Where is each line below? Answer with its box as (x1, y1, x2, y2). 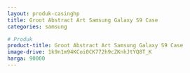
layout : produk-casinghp (7, 10, 80, 17)
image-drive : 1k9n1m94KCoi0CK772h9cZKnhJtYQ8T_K (7, 49, 152, 56)
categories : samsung (7, 23, 68, 30)
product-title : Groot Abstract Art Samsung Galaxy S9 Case (7, 42, 184, 49)
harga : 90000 (7, 55, 46, 63)
